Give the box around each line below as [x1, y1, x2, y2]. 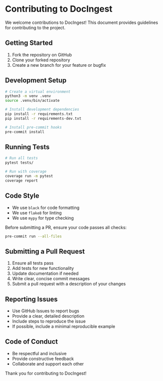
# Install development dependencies [5, 107, 79, 112]
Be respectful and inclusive [12, 350, 67, 356]
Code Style [5, 191, 39, 200]
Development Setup [5, 76, 67, 85]
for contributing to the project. [5, 24, 66, 30]
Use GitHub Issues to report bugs [12, 308, 79, 314]
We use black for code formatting [12, 205, 80, 210]
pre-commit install [5, 129, 45, 134]
